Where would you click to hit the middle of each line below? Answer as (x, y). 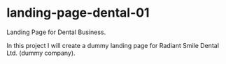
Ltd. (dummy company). (41, 53)
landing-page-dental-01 (78, 13)
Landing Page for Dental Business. (56, 32)
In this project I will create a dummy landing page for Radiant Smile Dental (113, 45)
